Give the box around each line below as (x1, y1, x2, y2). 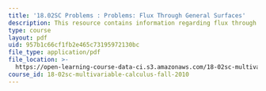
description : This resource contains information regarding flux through (8, 19, 257, 27)
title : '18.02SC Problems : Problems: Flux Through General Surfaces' (8, 11, 246, 20)
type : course (8, 26, 51, 34)
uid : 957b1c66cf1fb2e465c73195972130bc (8, 41, 140, 49)
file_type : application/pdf (8, 48, 101, 56)
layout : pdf (8, 33, 47, 42)
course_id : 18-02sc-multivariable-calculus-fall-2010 (8, 70, 190, 78)
